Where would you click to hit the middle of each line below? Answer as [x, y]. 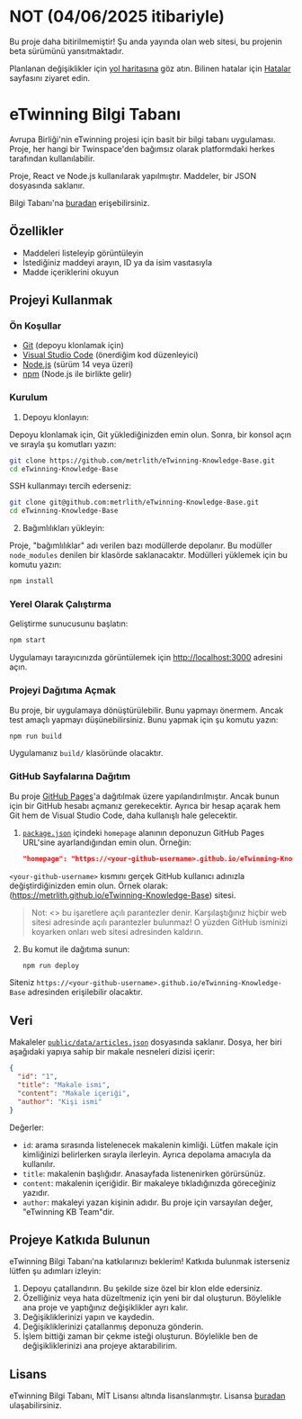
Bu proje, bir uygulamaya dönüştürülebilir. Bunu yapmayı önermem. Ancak [147, 710]
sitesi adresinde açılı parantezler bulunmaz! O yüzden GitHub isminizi [159, 922]
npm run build [36, 736]
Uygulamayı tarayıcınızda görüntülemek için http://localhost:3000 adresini [146, 658]
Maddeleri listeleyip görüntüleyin [83, 253]
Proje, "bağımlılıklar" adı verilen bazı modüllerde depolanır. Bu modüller [141, 545]
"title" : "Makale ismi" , [64, 1085]
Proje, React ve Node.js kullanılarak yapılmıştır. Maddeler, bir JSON [133, 175]
